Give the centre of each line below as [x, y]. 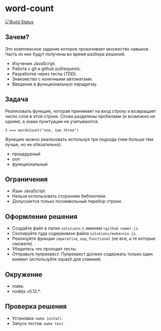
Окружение [24, 274]
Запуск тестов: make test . [38, 323]
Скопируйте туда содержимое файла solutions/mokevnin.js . [74, 233]
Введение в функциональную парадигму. [55, 84]
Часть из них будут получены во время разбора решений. [65, 54]
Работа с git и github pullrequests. [46, 68]
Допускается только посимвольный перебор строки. [67, 201]
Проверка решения [36, 306]
